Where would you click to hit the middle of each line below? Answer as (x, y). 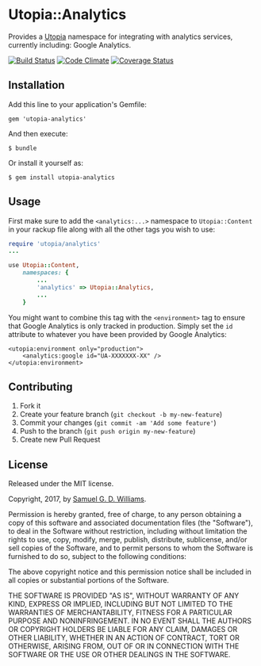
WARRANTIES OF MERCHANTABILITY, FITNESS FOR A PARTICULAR (120, 613)
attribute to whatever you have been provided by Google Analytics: (118, 334)
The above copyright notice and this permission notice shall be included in (130, 572)
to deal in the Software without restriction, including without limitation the (128, 531)
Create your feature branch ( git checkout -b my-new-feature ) (121, 415)
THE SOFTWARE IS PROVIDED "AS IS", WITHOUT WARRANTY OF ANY (124, 595)
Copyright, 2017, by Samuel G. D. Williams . (77, 499)
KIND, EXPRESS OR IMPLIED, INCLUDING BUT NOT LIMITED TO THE (121, 604)
